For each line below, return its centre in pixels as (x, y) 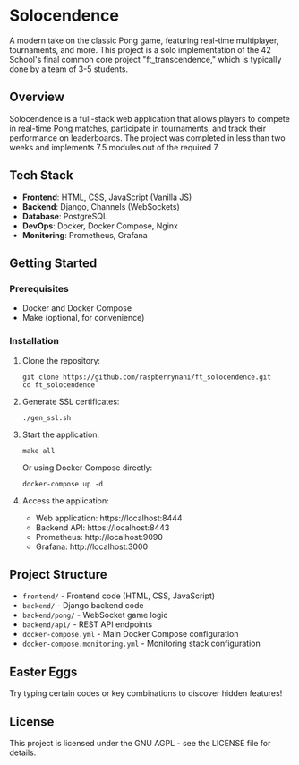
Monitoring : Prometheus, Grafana (85, 235)
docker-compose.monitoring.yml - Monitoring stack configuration (141, 644)
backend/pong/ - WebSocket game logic (95, 615)
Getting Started (53, 263)
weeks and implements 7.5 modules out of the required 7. (115, 147)
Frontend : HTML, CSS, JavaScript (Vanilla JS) (107, 197)
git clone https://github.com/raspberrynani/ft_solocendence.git (146, 377)
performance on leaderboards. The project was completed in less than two (147, 138)
